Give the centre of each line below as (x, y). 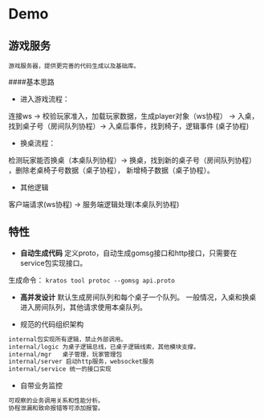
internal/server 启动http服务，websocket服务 (81, 362)
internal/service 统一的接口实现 (60, 369)
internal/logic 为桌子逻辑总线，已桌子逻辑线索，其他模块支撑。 (104, 347)
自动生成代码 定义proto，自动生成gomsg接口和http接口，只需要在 (128, 253)
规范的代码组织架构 (52, 324)
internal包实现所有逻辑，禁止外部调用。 (67, 339)
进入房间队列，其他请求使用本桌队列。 (83, 307)
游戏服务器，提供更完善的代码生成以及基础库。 (74, 66)
